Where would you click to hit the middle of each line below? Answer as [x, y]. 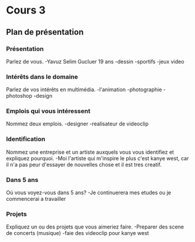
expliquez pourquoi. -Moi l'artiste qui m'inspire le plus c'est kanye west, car [97, 158]
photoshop [19, 96]
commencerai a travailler [36, 199]
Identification [26, 139]
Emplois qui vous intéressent [48, 111]
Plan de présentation [45, 32]
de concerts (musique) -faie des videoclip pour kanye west [78, 233]
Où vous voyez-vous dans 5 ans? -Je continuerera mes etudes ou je [89, 193]
